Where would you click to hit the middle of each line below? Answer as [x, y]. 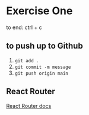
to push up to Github [44, 46]
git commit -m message [43, 67]
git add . [27, 60]
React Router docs [29, 106]
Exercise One [39, 11]
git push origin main [41, 73]
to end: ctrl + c [24, 27]
